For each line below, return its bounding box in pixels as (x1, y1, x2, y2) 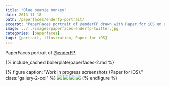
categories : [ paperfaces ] (5, 31, 60, 36)
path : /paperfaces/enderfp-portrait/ (5, 17, 85, 22)
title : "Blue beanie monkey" (5, 7, 67, 13)
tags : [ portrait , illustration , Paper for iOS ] (5, 36, 108, 41)
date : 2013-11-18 (5, 12, 42, 17)
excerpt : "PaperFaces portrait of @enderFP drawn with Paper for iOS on (5, 21, 162, 27)
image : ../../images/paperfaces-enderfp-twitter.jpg (5, 26, 119, 31)
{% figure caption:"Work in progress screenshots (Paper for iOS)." (5, 69, 143, 75)
